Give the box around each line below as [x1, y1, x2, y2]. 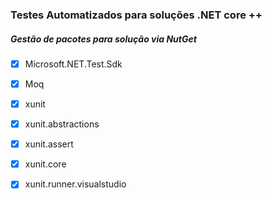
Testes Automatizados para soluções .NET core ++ [10, 8, 263, 22]
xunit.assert [24, 138, 74, 150]
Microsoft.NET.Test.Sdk [24, 58, 123, 70]
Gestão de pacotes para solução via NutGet [10, 33, 197, 45]
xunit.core [24, 158, 67, 170]
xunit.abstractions [24, 118, 100, 130]
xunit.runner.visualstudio [24, 178, 127, 190]
